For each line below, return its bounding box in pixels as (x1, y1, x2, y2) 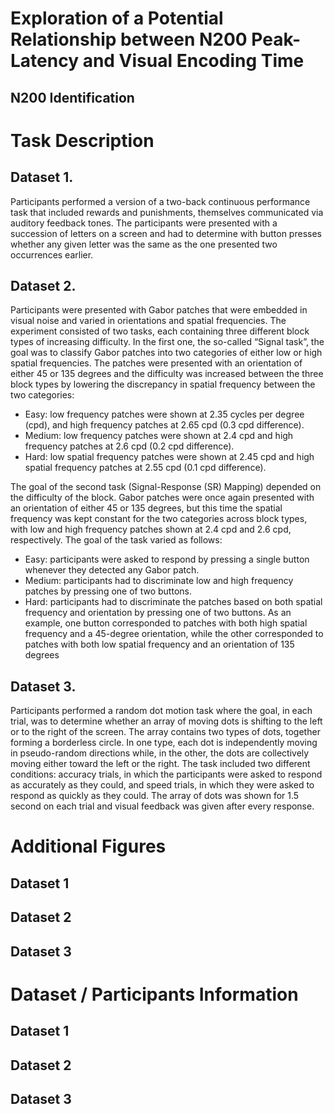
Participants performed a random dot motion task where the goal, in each (10, 705, 313, 717)
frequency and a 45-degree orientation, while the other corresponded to (24, 628, 324, 640)
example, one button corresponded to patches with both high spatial (24, 617, 308, 629)
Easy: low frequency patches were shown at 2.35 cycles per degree (24, 408, 305, 421)
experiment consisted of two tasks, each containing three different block (10, 325, 310, 337)
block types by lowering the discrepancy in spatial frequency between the (10, 378, 316, 391)
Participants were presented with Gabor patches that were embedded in (10, 304, 308, 316)
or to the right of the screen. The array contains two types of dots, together (10, 726, 321, 738)
